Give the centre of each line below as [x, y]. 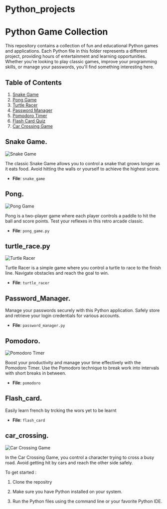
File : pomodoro [26, 383]
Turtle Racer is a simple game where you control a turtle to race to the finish [83, 268]
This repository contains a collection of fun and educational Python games [82, 46]
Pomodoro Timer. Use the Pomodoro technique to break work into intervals [82, 368]
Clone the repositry [32, 482]
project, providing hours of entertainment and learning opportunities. [76, 56]
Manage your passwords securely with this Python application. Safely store [83, 310]
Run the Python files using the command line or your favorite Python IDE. [87, 501]
